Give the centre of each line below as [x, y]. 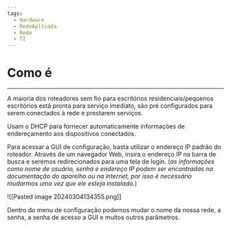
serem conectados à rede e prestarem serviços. [75, 113]
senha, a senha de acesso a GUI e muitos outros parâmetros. [93, 218]
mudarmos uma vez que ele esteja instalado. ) [72, 183]
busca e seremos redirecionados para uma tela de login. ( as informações [111, 161]
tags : [15, 13]
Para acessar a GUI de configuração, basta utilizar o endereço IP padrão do [114, 147]
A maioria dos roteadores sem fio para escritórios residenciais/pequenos [110, 99]
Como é [30, 73]
